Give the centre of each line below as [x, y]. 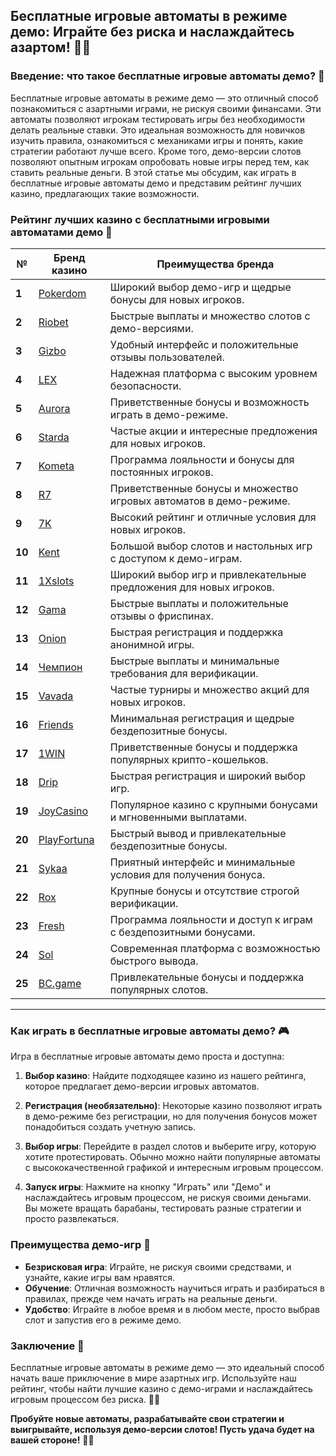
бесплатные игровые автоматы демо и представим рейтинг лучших [156, 183]
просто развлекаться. [72, 1219]
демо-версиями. [151, 328]
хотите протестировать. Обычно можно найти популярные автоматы [172, 1157]
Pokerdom [62, 293]
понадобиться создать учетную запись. [110, 1127]
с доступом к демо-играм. [176, 558]
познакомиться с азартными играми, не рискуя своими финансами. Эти [166, 108]
